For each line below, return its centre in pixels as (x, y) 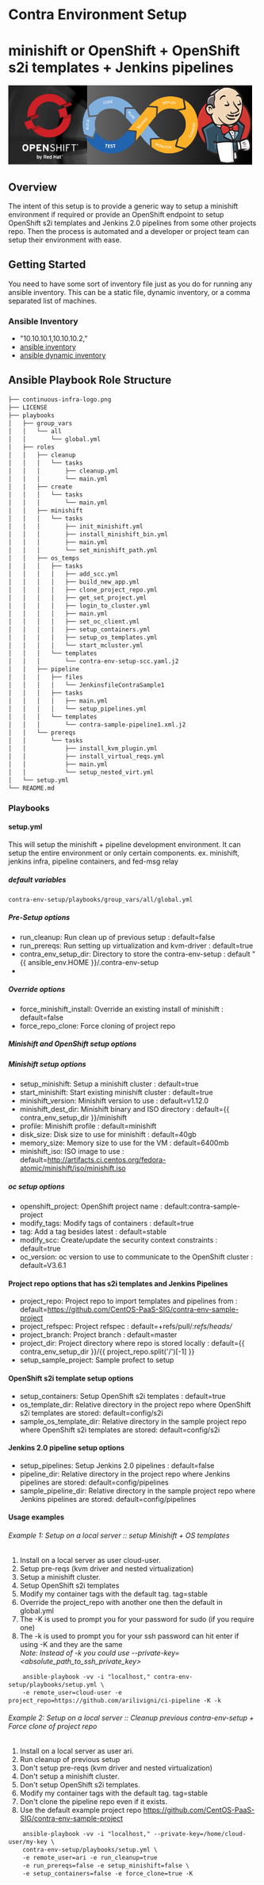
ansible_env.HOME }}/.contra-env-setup (93, 962)
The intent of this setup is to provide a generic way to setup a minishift (123, 206)
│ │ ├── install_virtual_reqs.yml (86, 756)
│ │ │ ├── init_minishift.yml (76, 526)
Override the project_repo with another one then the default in (121, 1602)
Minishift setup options (47, 1063)
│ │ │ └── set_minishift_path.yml (83, 550)
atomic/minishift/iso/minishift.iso (73, 1168)
